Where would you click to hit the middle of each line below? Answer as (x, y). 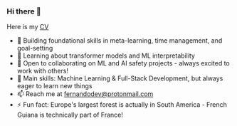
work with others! (43, 71)
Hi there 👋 (24, 11)
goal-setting (35, 48)
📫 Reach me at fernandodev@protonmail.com (85, 94)
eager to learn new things (55, 86)
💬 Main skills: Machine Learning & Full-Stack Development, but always (120, 78)
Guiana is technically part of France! (70, 115)
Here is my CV (28, 27)
